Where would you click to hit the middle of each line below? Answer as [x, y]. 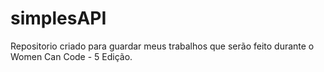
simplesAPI [58, 18]
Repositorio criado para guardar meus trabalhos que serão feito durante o [162, 46]
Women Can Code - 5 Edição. [71, 56]
